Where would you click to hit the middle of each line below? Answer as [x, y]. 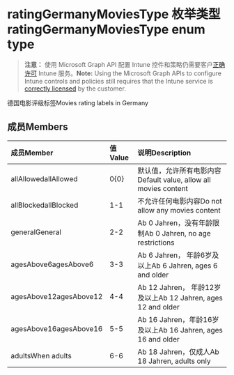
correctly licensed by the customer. [75, 89]
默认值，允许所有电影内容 [179, 170]
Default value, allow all [174, 180]
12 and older [158, 307]
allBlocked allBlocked [45, 205]
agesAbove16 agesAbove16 [57, 328]
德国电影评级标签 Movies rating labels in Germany [78, 102]
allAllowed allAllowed [44, 178]
